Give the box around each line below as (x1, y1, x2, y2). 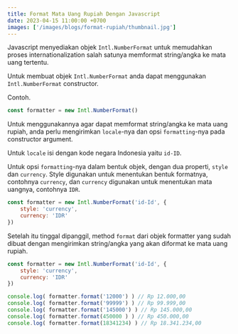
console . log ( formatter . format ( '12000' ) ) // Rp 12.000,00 (7, 293, 186, 301)
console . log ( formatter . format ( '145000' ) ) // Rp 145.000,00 (7, 306, 193, 313)
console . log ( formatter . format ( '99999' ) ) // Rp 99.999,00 (7, 300, 186, 307)
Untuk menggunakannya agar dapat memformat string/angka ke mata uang (7, 120, 228, 129)
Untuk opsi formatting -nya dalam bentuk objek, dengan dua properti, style (7, 163, 229, 171)
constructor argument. (7, 135, 73, 144)
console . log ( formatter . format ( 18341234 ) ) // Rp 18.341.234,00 (7, 319, 202, 327)
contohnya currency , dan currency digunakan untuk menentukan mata (7, 178, 212, 186)
